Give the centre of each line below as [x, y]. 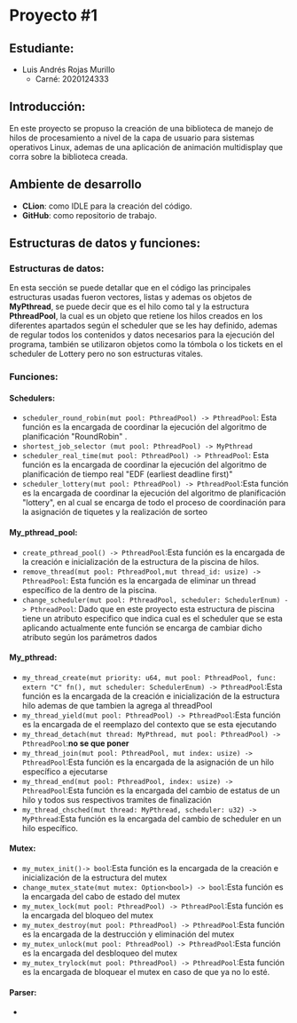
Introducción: [47, 107]
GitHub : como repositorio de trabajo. [89, 215]
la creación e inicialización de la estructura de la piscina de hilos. [141, 561]
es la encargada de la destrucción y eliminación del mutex [128, 934]
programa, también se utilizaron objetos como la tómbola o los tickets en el [146, 345]
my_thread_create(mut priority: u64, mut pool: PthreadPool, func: [149, 678]
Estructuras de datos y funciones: [105, 244]
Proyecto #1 [54, 16]
